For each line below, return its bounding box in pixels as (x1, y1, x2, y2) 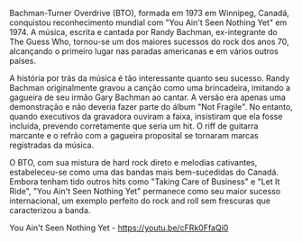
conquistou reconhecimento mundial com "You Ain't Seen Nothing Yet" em (9, 17, 288, 28)
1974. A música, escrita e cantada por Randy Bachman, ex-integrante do (9, 27, 278, 37)
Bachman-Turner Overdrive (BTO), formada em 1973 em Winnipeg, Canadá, (9, 8, 290, 18)
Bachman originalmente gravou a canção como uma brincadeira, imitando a (9, 83, 291, 93)
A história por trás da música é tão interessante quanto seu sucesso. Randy (9, 73, 290, 84)
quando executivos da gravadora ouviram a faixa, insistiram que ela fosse (9, 112, 283, 121)
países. (9, 56, 36, 66)
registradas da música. (9, 139, 95, 150)
